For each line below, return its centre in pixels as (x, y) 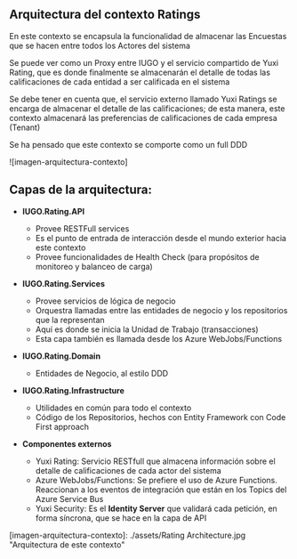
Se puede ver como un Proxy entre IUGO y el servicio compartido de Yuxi (144, 62)
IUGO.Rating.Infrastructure (73, 390)
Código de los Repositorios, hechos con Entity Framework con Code (161, 417)
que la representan (70, 320)
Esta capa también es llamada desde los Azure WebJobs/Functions (159, 338)
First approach (62, 426)
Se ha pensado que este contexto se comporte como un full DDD (128, 144)
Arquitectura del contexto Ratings (105, 15)
